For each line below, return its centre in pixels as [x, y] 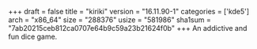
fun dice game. [33, 36]
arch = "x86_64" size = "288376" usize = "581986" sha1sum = [110, 20]
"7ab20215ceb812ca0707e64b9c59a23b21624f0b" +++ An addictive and [128, 28]
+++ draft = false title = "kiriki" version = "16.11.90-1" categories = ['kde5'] [129, 11]
